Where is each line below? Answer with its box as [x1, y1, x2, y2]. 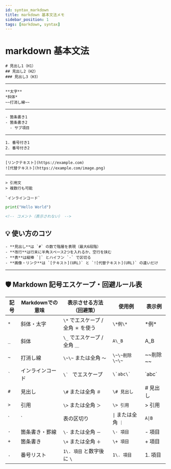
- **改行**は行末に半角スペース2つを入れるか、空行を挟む [5, 249, 112, 254]
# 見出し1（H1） [5, 63, 36, 69]
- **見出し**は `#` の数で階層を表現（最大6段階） [5, 244, 101, 249]
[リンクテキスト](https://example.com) [5, 160, 84, 166]
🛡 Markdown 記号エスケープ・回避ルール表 [5, 280, 142, 289]
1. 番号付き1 [5, 140, 30, 146]
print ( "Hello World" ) [5, 205, 51, 210]
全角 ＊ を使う [63, 324, 96, 331]
